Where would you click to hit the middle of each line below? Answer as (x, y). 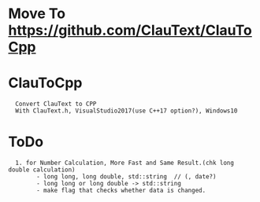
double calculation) (42, 170)
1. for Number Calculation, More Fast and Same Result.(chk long (125, 163)
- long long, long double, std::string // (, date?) (126, 177)
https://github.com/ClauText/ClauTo (130, 30)
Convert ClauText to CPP (56, 104)
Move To (37, 14)
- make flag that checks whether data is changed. (121, 191)
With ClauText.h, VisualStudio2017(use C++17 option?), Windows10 (126, 111)
